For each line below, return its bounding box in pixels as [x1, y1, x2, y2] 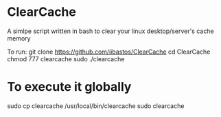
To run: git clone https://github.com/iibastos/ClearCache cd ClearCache [7, 47, 211, 56]
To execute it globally [7, 79, 132, 95]
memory [7, 34, 31, 42]
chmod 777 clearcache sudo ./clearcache [7, 54, 125, 63]
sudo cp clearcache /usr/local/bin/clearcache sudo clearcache [7, 101, 185, 110]
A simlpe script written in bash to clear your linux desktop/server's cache [7, 27, 214, 35]
